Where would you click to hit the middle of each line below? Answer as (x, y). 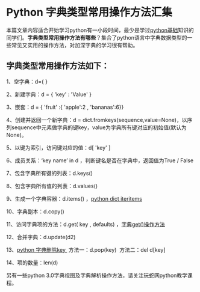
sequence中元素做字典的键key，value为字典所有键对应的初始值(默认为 (99, 127)
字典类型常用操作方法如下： (58, 66)
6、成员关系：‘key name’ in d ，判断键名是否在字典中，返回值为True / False (100, 160)
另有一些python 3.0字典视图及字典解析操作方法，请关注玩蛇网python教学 (97, 275)
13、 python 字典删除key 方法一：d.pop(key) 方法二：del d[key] (86, 249)
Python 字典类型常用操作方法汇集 (89, 12)
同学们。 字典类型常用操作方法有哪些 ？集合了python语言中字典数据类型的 (97, 37)
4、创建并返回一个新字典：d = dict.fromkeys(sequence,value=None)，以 (97, 120)
